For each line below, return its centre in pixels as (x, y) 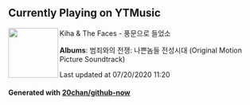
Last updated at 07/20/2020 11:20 (115, 74)
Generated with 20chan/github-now (70, 93)
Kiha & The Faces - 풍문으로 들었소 (115, 33)
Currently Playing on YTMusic (84, 13)
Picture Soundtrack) (92, 59)
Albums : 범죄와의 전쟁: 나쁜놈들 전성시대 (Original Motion (151, 50)
